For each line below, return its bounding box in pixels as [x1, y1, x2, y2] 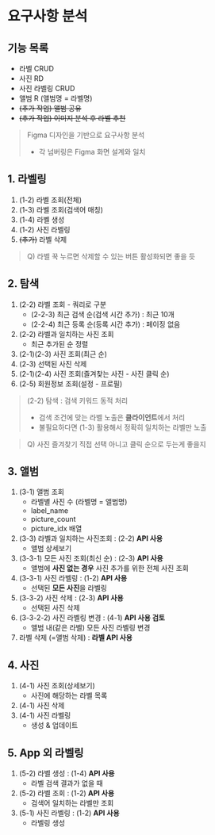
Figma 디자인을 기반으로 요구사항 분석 [26, 130, 145, 140]
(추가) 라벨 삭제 [18, 235, 67, 244]
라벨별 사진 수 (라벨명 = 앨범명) [30, 497, 128, 507]
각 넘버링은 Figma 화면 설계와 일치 [38, 147, 146, 156]
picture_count [30, 515, 76, 524]
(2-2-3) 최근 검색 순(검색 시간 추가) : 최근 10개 [30, 309, 175, 319]
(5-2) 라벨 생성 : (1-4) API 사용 [18, 768, 115, 778]
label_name [30, 506, 69, 515]
